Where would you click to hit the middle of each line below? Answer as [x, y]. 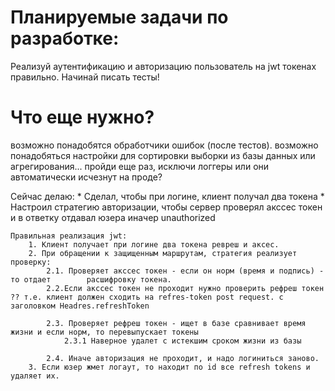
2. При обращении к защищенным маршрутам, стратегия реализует [163, 253]
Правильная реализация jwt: [69, 236]
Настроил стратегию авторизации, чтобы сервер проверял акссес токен [166, 207]
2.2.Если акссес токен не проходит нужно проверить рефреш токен [185, 288]
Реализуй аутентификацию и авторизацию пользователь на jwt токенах [163, 66]
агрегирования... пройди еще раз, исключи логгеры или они [140, 166]
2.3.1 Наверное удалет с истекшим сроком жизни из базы [182, 341]
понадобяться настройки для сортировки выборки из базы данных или [163, 155]
